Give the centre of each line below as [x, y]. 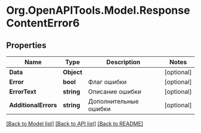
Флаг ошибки [107, 82]
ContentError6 [43, 23]
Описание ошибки [115, 92]
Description [123, 62]
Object [72, 72]
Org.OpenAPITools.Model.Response [98, 10]
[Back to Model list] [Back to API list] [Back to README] [75, 124]
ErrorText [23, 92]
